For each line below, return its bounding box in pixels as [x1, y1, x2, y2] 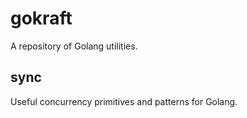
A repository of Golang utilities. [10, 40, 138, 52]
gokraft [10, 7, 73, 30]
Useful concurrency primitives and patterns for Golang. [10, 95, 238, 107]
